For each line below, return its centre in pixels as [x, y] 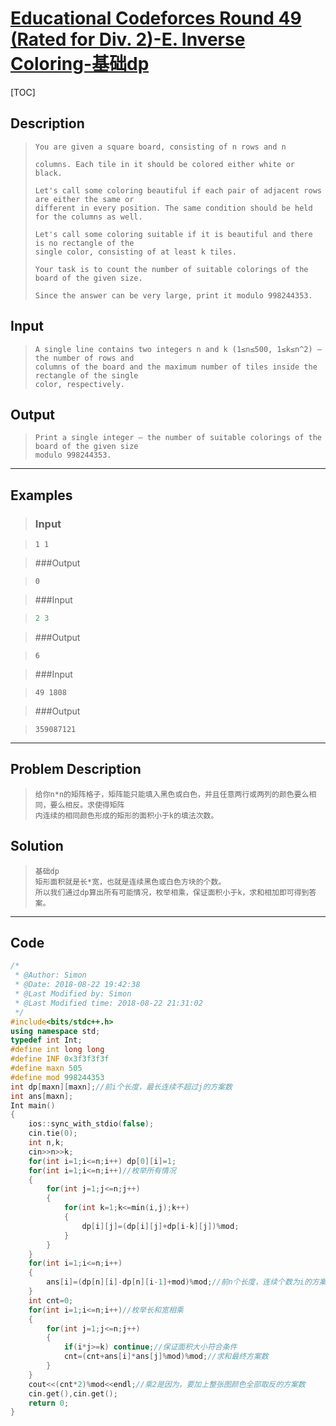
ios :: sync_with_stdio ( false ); [91, 1124]
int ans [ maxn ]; [42, 1096]
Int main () [33, 1105]
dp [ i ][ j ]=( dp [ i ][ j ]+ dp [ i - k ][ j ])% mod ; [160, 1226]
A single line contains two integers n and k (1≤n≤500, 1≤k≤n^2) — [178, 349]
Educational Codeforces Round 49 [156, 18]
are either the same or [84, 199]
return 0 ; [49, 1403]
